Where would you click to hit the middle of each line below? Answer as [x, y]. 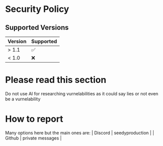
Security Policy [37, 9]
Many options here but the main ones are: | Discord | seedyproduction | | [80, 133]
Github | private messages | [34, 138]
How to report [34, 119]
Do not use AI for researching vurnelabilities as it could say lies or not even [82, 93]
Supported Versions [37, 28]
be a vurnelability [23, 99]
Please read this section [56, 80]
